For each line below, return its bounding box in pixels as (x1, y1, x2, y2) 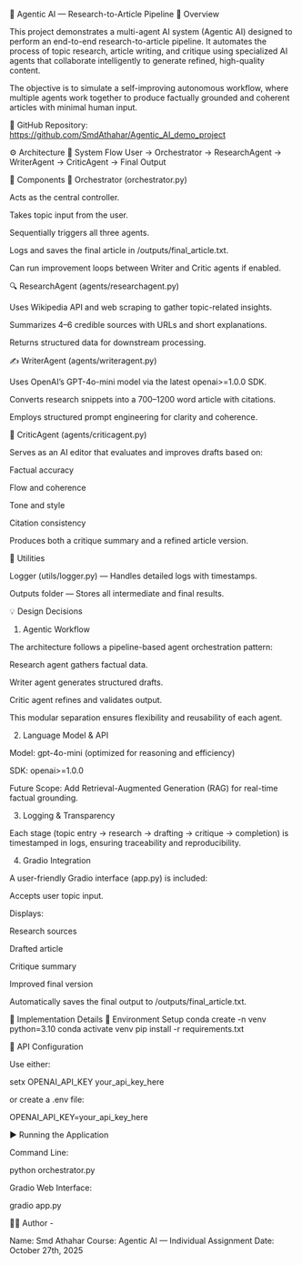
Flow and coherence (9, 483, 86, 493)
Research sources (9, 925, 77, 936)
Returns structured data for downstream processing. (9, 337, 206, 348)
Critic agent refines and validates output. (9, 695, 163, 705)
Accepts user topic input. (9, 891, 105, 901)
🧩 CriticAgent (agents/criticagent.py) (9, 429, 147, 440)
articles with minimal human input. (9, 102, 138, 113)
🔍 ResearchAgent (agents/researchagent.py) (9, 281, 180, 291)
